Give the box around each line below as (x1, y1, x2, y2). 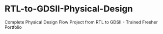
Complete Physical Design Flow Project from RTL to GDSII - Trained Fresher (4, 19, 158, 25)
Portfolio (4, 24, 22, 30)
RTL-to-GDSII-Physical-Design (4, 3, 133, 14)
